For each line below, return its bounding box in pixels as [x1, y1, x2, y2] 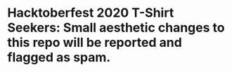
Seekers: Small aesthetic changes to [7, 20, 225, 36]
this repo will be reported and [7, 35, 183, 50]
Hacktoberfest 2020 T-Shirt [7, 5, 174, 21]
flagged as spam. [7, 50, 111, 66]
